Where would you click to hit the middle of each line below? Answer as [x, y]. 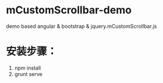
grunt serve [28, 74]
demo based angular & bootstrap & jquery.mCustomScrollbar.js [81, 26]
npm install [28, 68]
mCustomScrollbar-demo [69, 10]
